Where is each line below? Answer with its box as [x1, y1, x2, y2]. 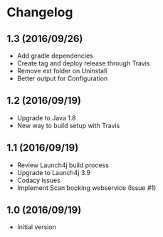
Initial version [16, 223, 56, 231]
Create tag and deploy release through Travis [16, 59, 150, 68]
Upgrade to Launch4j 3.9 [16, 168, 90, 177]
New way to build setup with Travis [16, 121, 120, 130]
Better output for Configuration [16, 74, 108, 83]
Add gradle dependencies [16, 51, 94, 60]
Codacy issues [16, 176, 61, 184]
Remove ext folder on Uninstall [16, 67, 107, 75]
